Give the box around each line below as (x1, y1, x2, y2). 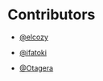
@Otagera (19, 63, 54, 73)
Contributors (7, 6, 96, 24)
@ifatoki (19, 47, 47, 57)
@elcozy (19, 32, 49, 42)
